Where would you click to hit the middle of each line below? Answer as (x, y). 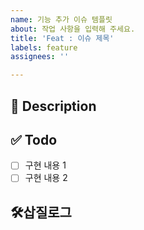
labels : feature (44, 47)
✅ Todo (34, 139)
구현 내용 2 (46, 178)
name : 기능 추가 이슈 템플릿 (61, 19)
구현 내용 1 (45, 165)
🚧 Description (53, 106)
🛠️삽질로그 (41, 212)
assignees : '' (40, 57)
